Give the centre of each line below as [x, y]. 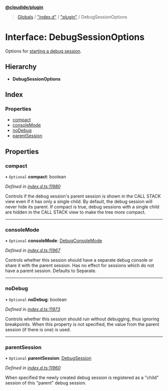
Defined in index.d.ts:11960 [33, 368]
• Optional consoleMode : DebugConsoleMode [54, 241]
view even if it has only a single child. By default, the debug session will [79, 202]
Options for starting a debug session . [43, 51]
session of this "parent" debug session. [46, 383]
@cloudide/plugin [24, 7]
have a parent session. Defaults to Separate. [51, 271]
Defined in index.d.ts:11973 [33, 309]
